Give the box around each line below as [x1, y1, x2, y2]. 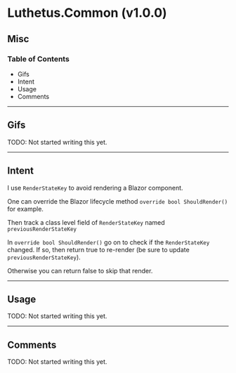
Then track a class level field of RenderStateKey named [7, 218, 165, 226]
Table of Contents [7, 54, 70, 64]
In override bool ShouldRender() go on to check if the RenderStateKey [7, 237, 210, 247]
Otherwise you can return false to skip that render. [7, 266, 153, 275]
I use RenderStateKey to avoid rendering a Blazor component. [7, 183, 184, 192]
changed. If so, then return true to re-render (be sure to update [7, 245, 190, 254]
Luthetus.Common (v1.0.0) [7, 5, 167, 21]
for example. [7, 204, 44, 213]
